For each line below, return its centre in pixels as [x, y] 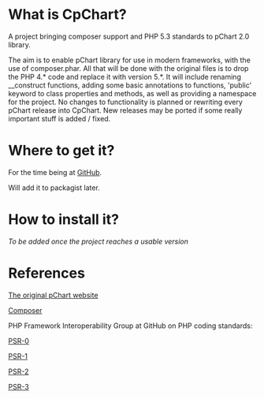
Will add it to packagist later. [54, 188]
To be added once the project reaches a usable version [99, 241]
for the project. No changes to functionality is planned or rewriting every [125, 102]
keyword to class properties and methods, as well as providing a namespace [132, 93]
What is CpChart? [68, 15]
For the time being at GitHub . [55, 172]
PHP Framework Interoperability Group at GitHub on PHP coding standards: [130, 326]
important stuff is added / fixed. [59, 118]
